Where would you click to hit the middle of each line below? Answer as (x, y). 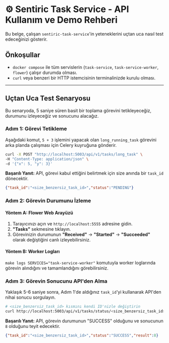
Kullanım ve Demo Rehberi (61, 20)
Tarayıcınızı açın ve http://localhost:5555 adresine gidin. (72, 224)
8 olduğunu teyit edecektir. (33, 326)
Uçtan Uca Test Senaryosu (48, 98)
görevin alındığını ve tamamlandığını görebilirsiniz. (57, 268)
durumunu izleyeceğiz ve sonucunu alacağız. (52, 116)
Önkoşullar (23, 55)
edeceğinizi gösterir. (26, 39)
